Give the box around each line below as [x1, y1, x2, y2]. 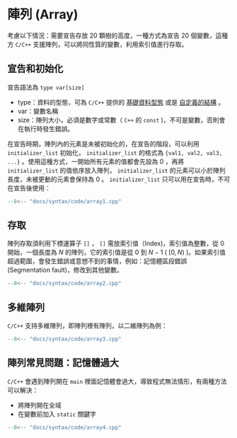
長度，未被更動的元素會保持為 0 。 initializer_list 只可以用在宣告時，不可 [7, 175, 231, 183]
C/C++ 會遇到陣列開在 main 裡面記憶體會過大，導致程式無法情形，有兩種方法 [7, 376, 228, 386]
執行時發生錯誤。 [23, 125, 74, 133]
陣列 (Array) [7, 6, 79, 23]
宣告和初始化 [7, 63, 64, 75]
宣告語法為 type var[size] [7, 83, 85, 91]
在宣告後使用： [7, 183, 51, 192]
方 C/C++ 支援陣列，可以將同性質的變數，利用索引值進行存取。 [7, 40, 188, 48]
